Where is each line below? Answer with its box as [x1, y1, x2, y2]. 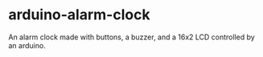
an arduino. [8, 40, 46, 50]
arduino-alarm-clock [8, 6, 150, 24]
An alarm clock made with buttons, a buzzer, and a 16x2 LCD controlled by [8, 32, 255, 42]
